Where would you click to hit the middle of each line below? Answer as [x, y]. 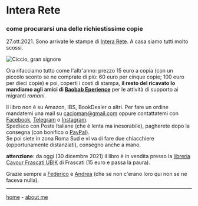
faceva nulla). [23, 180]
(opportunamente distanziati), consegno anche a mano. [74, 145]
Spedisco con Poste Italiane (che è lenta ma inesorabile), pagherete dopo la [98, 126]
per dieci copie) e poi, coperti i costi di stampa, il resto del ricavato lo [91, 83]
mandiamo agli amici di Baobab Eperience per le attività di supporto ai [92, 90]
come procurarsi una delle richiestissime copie [75, 29]
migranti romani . [26, 96]
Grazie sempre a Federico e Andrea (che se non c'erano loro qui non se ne [97, 174]
